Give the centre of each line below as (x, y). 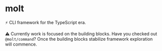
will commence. (21, 44)
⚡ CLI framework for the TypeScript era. (46, 22)
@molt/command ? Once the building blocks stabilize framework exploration (79, 39)
